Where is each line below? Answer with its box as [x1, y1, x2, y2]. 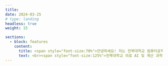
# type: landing [5, 16, 39, 21]
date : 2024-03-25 [5, 12, 41, 17]
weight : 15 [5, 26, 28, 31]
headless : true [5, 21, 37, 26]
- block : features [9, 39, 48, 45]
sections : [5, 35, 26, 40]
